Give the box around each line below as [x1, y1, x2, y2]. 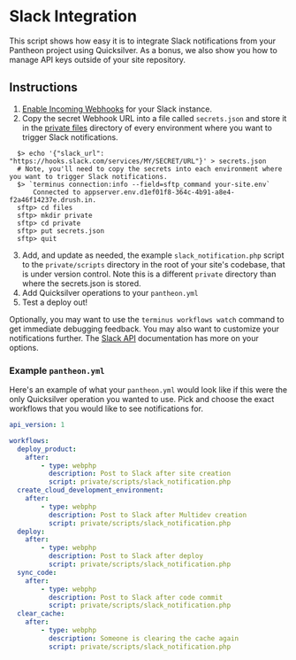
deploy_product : [17, 445, 77, 454]
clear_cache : [17, 610, 65, 618]
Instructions [9, 80, 78, 95]
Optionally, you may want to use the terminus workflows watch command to [9, 314, 285, 324]
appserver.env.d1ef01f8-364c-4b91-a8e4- [84, 188, 236, 197]
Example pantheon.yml [9, 364, 105, 377]
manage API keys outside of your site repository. [9, 54, 186, 65]
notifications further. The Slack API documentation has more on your [9, 332, 259, 343]
